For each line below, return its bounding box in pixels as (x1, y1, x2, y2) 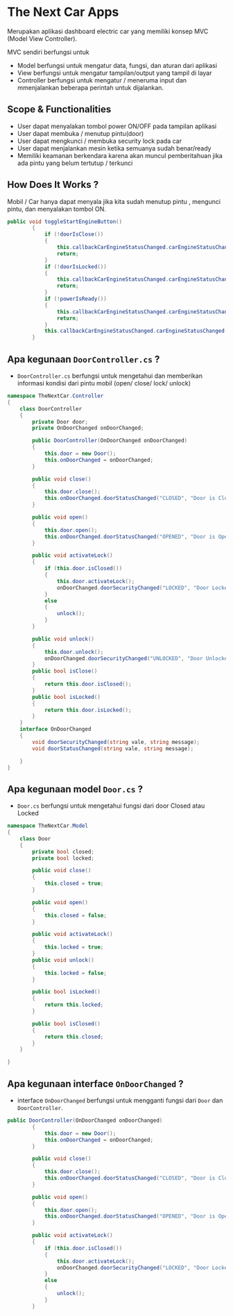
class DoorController (19, 405, 82, 413)
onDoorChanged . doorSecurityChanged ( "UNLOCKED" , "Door (44, 655, 203, 662)
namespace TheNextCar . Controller (7, 392, 104, 399)
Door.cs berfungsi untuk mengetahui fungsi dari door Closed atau (17, 802, 205, 810)
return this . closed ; (44, 1033, 104, 1040)
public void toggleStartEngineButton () (7, 218, 123, 225)
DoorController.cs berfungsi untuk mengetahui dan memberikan (17, 372, 203, 380)
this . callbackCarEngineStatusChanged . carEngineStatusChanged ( (44, 327, 228, 335)
